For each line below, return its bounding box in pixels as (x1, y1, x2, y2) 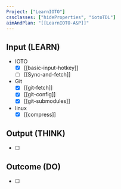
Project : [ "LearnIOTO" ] (6, 8, 66, 15)
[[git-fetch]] (23, 84, 53, 92)
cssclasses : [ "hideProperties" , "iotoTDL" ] (6, 14, 116, 20)
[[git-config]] (23, 91, 56, 98)
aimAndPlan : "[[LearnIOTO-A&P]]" (6, 20, 89, 26)
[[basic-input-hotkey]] (23, 64, 79, 72)
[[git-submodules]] (23, 97, 70, 105)
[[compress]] (23, 111, 57, 118)
